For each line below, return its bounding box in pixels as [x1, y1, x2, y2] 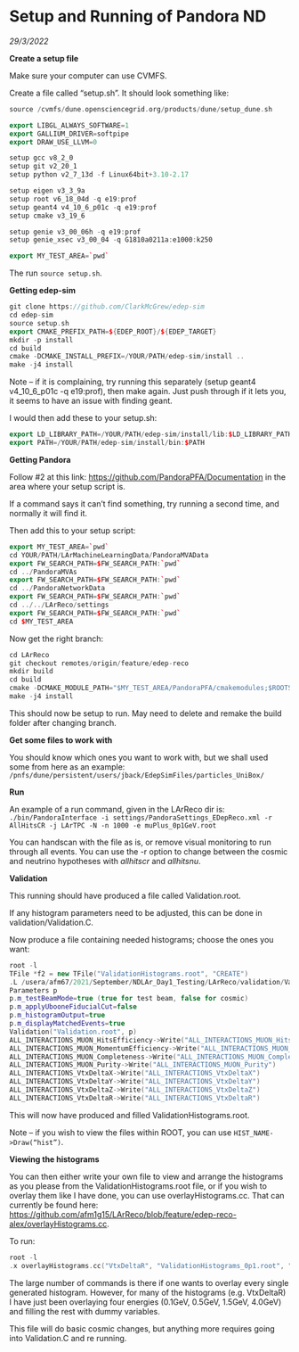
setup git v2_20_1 [9, 162, 77, 171]
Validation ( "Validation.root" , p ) [9, 1027, 138, 1036]
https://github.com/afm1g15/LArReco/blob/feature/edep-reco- [9, 1208, 238, 1219]
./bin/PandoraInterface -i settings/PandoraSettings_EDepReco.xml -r [9, 813, 273, 822]
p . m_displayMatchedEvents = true [9, 1019, 125, 1028]
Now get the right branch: [9, 633, 104, 644]
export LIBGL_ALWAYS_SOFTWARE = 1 [9, 120, 129, 130]
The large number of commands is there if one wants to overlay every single [9, 1277, 289, 1288]
